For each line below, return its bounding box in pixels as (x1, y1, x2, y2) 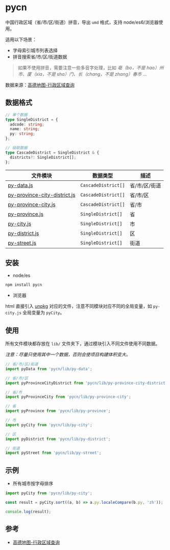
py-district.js (8, 229, 39, 237)
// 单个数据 (5, 112, 28, 117)
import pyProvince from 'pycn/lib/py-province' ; (5, 409, 111, 414)
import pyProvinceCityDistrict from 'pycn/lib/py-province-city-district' (5, 380, 168, 386)
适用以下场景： (5, 36, 37, 43)
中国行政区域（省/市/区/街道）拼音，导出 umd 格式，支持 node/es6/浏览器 (5, 19, 159, 25)
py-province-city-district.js (8, 191, 76, 198)
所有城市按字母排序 (12, 480, 54, 486)
